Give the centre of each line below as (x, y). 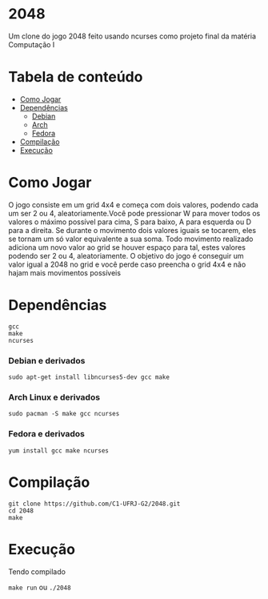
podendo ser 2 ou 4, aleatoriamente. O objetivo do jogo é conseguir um (126, 255)
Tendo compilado (37, 571)
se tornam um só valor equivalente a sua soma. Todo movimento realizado (131, 239)
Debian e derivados (47, 360)
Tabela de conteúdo (76, 77)
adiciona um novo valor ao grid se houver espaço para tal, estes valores (127, 247)
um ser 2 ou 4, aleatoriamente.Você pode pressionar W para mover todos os (134, 213)
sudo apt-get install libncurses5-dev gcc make (89, 377)
